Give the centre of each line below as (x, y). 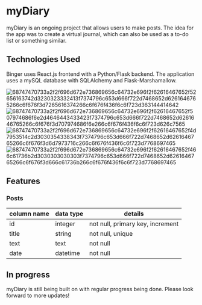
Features (23, 181)
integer (65, 224)
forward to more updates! (38, 295)
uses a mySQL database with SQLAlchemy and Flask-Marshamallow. (91, 80)
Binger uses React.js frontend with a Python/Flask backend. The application (100, 74)
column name (29, 214)
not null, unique (111, 234)
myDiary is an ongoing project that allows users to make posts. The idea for (100, 28)
